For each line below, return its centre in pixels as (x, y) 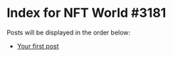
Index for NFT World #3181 (86, 13)
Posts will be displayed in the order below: (69, 32)
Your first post (38, 46)
